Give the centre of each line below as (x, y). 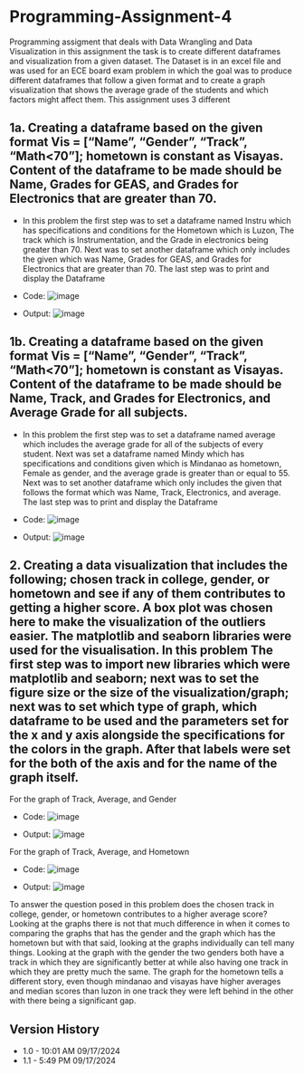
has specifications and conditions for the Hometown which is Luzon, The (158, 230)
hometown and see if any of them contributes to (147, 594)
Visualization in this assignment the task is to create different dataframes (145, 51)
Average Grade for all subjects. (99, 412)
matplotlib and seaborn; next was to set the (134, 678)
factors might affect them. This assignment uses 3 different (120, 99)
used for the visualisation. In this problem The (141, 650)
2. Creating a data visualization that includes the (148, 565)
